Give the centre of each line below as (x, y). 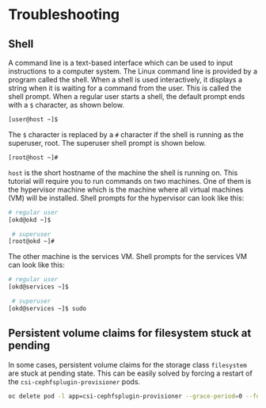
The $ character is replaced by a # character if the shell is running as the (126, 134)
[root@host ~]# (33, 157)
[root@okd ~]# (32, 242)
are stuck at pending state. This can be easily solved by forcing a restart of (131, 373)
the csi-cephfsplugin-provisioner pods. (74, 381)
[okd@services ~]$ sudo (47, 308)
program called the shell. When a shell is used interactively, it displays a (125, 80)
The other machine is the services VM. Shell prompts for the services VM (128, 257)
